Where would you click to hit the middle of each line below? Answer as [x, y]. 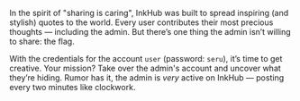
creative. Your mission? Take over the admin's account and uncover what [145, 68]
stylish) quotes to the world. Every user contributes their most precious [141, 22]
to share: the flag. [42, 41]
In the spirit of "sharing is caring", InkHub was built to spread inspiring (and [149, 13]
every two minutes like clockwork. [73, 87]
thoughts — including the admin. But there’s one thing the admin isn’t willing [150, 32]
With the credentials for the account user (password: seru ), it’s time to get [146, 59]
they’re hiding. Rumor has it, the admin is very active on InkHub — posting [147, 78]
